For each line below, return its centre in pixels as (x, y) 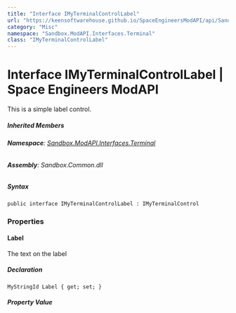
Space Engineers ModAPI (83, 90)
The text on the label (37, 253)
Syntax (18, 186)
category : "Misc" (33, 27)
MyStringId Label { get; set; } (54, 287)
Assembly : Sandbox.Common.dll (55, 165)
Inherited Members (36, 125)
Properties (26, 221)
